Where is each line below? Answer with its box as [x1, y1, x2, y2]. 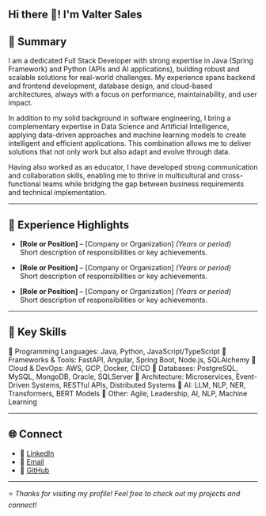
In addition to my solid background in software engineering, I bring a [8, 113, 231, 123]
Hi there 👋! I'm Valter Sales [8, 8, 142, 21]
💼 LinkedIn [19, 449, 55, 458]
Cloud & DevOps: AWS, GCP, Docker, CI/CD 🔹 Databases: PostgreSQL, [8, 363, 239, 373]
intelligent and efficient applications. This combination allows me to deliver [8, 139, 252, 148]
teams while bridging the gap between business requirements [42, 179, 245, 189]
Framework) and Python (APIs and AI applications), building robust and [8, 64, 240, 74]
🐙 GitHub [19, 465, 50, 475]
